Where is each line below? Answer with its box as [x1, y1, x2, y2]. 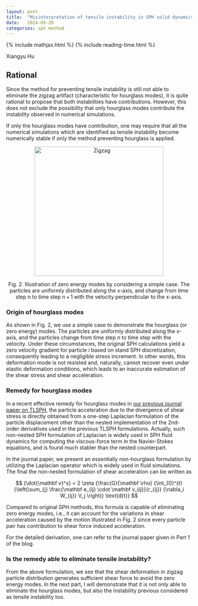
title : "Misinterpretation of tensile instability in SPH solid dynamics [6, 14, 194, 20]
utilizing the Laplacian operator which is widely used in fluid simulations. [6, 462, 181, 469]
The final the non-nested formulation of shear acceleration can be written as [6, 468, 192, 475]
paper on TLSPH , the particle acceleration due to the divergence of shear [6, 406, 184, 413]
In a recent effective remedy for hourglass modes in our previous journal [6, 400, 182, 407]
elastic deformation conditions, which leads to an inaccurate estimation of [6, 365, 186, 372]
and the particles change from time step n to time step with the [18, 334, 172, 341]
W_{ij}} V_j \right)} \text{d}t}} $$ [60, 492, 138, 499]
